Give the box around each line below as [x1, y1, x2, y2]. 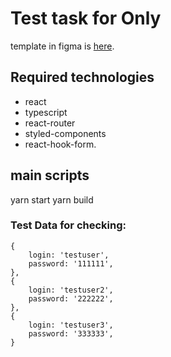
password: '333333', [28, 328, 114, 339]
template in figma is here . [10, 40, 115, 52]
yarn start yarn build [10, 193, 94, 206]
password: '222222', [28, 293, 114, 304]
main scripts [10, 167, 90, 184]
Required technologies [10, 69, 155, 86]
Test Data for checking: [10, 218, 127, 232]
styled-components [24, 127, 107, 139]
